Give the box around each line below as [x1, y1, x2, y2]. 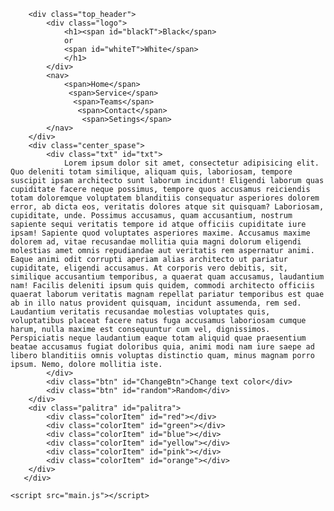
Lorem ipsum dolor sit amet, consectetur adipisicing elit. [63, 158, 320, 168]
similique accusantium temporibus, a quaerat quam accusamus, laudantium [10, 272, 325, 282]
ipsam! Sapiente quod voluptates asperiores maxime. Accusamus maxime [10, 228, 311, 238]
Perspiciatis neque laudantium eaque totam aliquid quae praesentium [10, 333, 307, 343]
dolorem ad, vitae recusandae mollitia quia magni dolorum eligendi [10, 237, 302, 247]
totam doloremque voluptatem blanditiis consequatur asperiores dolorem [10, 193, 320, 203]
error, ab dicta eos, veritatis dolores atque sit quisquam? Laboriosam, [10, 202, 325, 212]
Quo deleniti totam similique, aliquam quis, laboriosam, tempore [10, 167, 293, 177]
